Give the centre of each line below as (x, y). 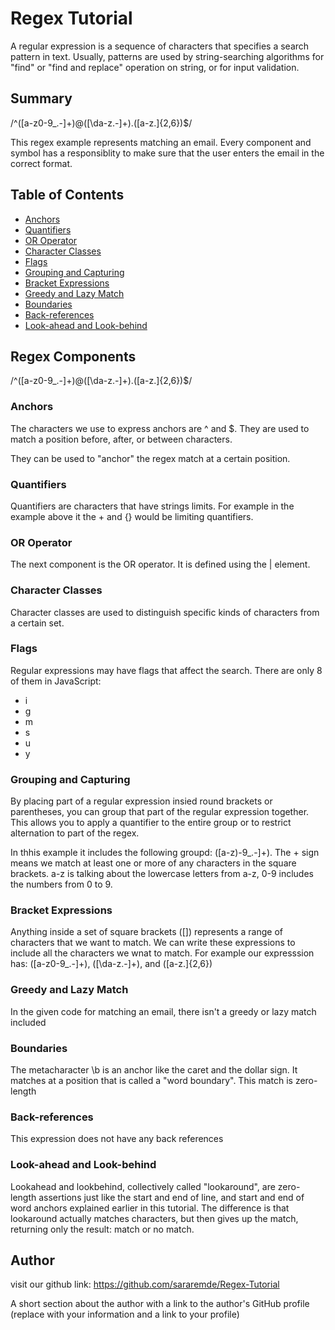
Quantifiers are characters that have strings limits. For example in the (152, 506)
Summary (41, 98)
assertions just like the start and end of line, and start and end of (171, 1197)
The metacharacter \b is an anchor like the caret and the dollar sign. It (154, 1070)
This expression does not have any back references (117, 1139)
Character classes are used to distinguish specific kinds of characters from (165, 612)
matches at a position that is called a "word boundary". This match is (151, 1081)
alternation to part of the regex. (75, 833)
